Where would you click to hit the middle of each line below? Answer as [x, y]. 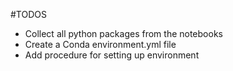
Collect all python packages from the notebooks [123, 33]
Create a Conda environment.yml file [100, 44]
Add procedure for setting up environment [112, 55]
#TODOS [28, 14]
